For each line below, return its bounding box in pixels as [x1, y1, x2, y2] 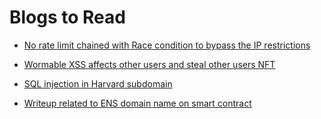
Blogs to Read [9, 6, 126, 29]
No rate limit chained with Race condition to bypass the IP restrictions [23, 39, 311, 51]
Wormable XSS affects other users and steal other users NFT [23, 58, 276, 70]
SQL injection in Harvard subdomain [23, 77, 173, 90]
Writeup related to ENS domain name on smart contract [23, 97, 252, 109]
